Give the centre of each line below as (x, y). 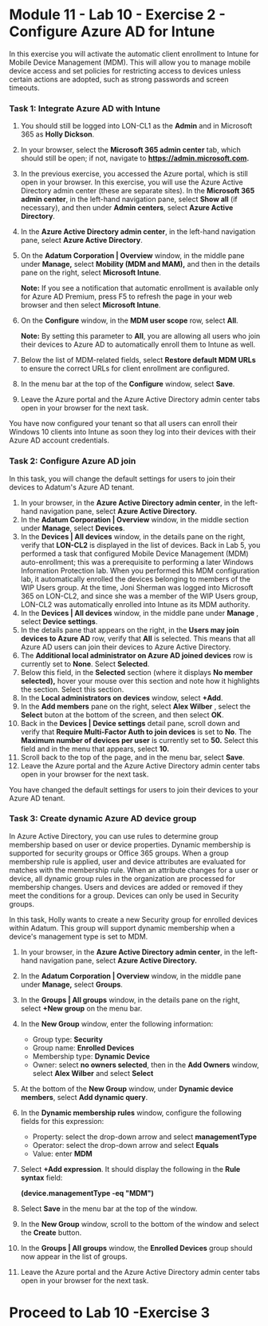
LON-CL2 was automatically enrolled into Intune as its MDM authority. (135, 604)
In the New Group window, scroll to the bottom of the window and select (140, 1224)
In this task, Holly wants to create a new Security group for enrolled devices (134, 919)
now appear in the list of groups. (74, 1257)
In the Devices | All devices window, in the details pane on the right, (133, 536)
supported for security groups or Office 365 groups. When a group (119, 853)
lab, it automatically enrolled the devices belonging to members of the (135, 579)
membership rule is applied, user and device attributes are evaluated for (128, 861)
